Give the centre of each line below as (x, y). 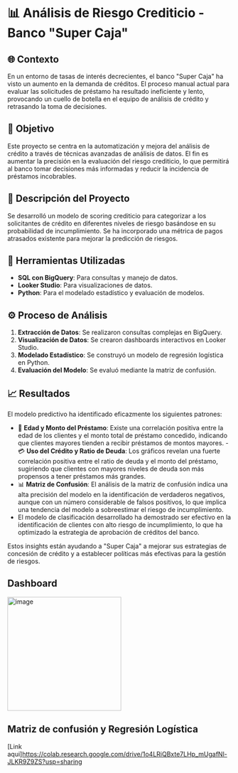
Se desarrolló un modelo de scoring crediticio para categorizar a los (107, 215)
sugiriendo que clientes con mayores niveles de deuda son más (111, 469)
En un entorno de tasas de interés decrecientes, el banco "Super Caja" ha (115, 76)
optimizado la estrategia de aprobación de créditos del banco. (109, 533)
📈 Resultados (39, 394)
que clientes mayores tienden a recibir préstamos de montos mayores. (121, 443)
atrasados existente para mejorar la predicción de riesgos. (93, 238)
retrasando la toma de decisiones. (57, 106)
